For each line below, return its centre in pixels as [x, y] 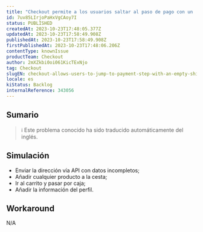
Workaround [31, 208]
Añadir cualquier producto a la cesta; [61, 176]
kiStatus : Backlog [29, 85]
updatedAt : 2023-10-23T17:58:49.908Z [54, 34]
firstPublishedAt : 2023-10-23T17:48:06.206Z [63, 46]
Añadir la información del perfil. [54, 189]
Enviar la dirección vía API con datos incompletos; [77, 170]
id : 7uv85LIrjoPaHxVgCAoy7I [42, 18]
